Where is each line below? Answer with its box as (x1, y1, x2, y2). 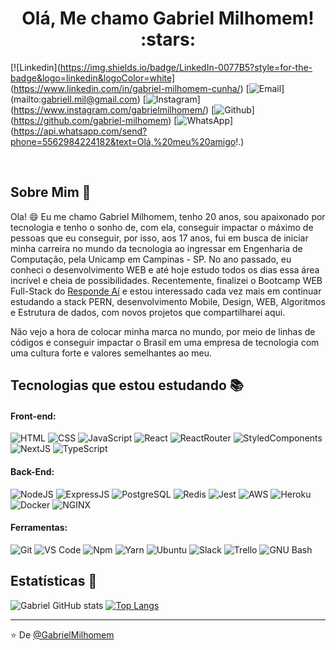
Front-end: (10, 410, 57, 422)
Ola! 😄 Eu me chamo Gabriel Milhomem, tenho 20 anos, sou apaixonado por (10, 210, 326, 222)
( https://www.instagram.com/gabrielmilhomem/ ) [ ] (10, 103, 255, 116)
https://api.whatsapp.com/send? (13, 125, 148, 137)
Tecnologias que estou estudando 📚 (10, 377, 244, 394)
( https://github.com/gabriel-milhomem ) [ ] (10, 114, 234, 126)
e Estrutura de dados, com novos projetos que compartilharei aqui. (10, 306, 286, 318)
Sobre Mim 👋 (10, 184, 92, 201)
